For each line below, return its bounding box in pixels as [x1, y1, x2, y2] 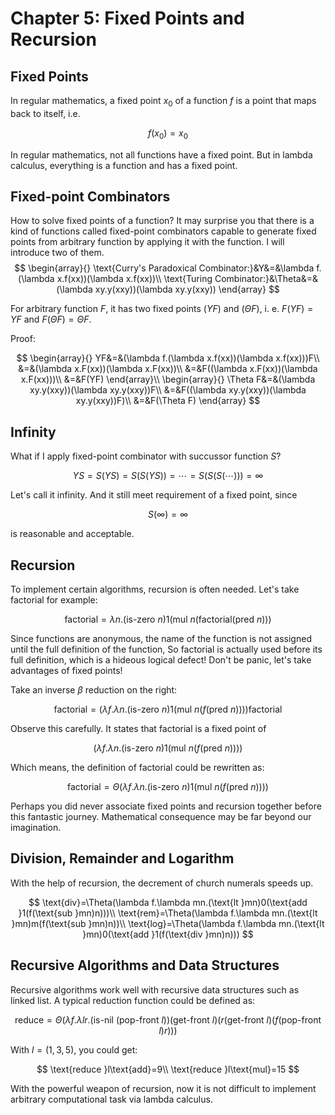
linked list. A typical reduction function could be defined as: [10, 994, 256, 1006]
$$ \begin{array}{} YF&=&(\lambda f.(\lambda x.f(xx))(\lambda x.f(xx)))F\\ [16, 352, 320, 364]
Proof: [10, 333, 36, 345]
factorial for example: [10, 594, 98, 606]
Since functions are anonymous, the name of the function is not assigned [10, 633, 312, 645]
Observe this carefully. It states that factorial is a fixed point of [10, 723, 267, 735]
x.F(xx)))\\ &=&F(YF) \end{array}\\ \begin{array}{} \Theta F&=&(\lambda [20, 373, 316, 386]
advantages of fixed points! [10, 665, 123, 677]
